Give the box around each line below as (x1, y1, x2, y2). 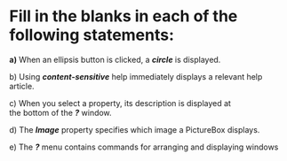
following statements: (9, 25, 175, 45)
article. (9, 80, 35, 91)
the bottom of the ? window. (9, 107, 113, 118)
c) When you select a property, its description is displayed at (9, 97, 231, 108)
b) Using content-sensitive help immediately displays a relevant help (9, 71, 263, 81)
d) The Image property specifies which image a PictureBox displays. (9, 124, 260, 134)
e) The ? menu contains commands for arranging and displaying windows (9, 142, 279, 152)
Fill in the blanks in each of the (9, 6, 238, 27)
